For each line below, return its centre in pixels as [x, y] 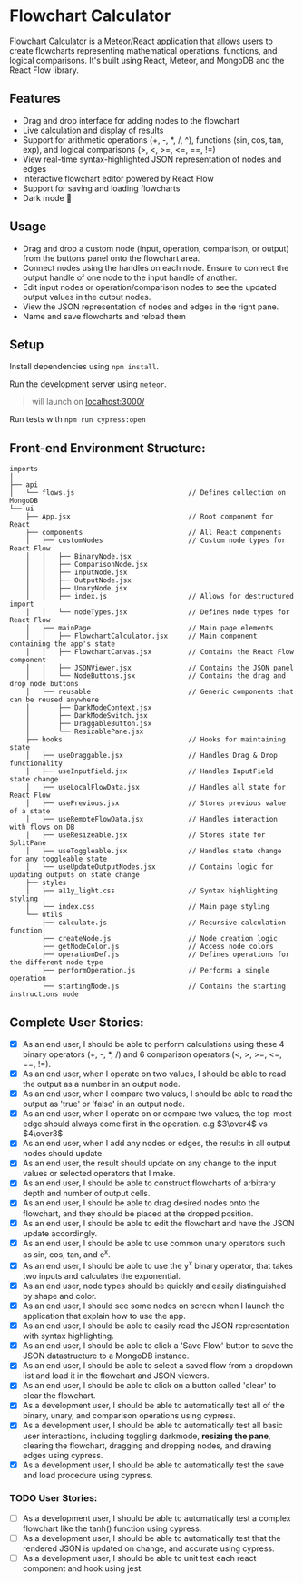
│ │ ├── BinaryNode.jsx [78, 557]
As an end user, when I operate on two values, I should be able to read [154, 1074]
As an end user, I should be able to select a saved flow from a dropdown [157, 1366]
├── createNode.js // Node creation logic [160, 939]
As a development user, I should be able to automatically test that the [151, 1538]
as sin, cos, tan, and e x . [66, 1254]
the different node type [56, 963]
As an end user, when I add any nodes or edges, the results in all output [156, 1144]
